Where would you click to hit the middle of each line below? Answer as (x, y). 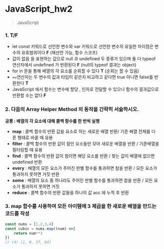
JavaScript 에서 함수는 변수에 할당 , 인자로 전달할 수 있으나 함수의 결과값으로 (85, 90)
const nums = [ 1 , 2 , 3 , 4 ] (29, 224)
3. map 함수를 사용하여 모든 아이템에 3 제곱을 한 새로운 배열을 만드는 (81, 206)
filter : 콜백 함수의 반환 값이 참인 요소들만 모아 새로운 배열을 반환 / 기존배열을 (85, 143)
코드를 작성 (17, 214)
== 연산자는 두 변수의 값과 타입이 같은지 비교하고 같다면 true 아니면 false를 (82, 77)
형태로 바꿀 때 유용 (35, 137)
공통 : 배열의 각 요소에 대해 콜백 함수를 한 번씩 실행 (52, 121)
